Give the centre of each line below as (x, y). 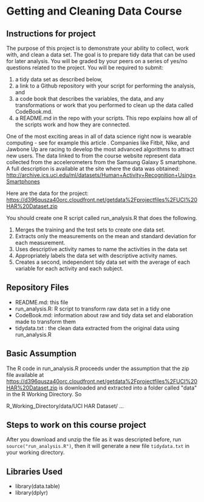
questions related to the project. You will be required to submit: (85, 67)
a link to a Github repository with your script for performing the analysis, (105, 86)
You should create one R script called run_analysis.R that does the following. (102, 218)
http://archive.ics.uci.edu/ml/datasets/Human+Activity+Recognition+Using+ (101, 175)
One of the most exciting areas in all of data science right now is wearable (99, 136)
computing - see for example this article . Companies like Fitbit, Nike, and (98, 143)
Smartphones (23, 181)
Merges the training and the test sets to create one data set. (90, 230)
